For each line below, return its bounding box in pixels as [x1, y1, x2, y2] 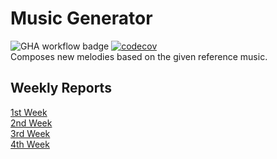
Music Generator [10, 7, 153, 30]
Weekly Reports [10, 80, 112, 97]
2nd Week [10, 117, 53, 129]
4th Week [10, 138, 50, 150]
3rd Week [10, 127, 51, 139]
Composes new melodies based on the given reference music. [10, 50, 268, 62]
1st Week [10, 106, 48, 118]
